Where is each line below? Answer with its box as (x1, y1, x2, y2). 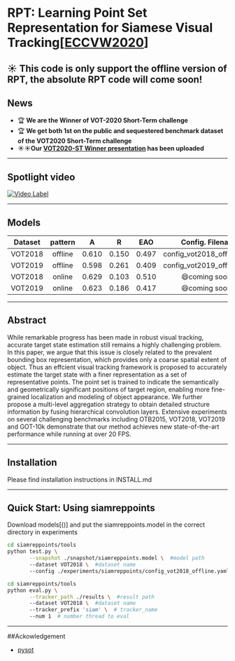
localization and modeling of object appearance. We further (31, 392, 203, 401)
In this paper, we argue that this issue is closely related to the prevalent (7, 348, 212, 356)
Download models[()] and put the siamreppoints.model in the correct (7, 520, 205, 529)
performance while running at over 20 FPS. (7, 429, 131, 438)
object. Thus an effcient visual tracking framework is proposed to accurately (7, 363, 227, 371)
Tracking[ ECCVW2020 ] (7, 35, 149, 50)
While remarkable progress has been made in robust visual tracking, (7, 333, 204, 341)
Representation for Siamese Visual (7, 20, 213, 36)
